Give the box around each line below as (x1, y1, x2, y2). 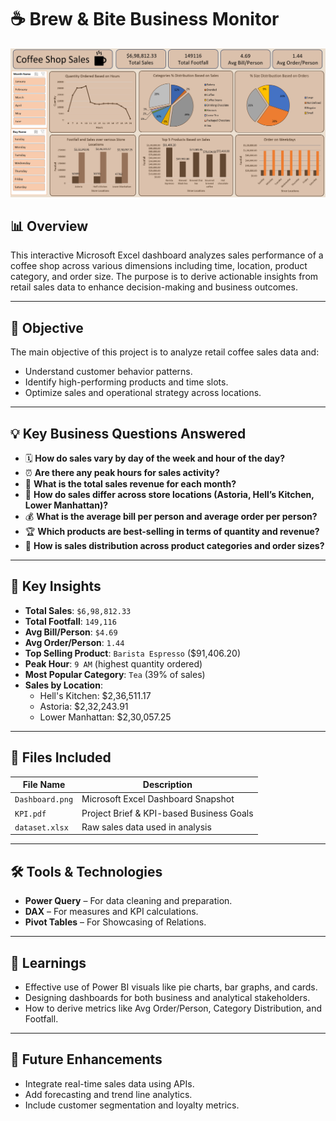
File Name (22, 779, 66, 791)
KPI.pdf (14, 809, 47, 819)
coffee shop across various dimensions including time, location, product (10, 260, 308, 272)
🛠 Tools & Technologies (10, 863, 163, 880)
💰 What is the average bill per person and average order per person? (24, 511, 318, 523)
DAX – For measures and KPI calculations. (24, 906, 199, 918)
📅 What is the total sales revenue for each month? (24, 478, 237, 490)
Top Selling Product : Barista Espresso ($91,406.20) (24, 647, 242, 659)
